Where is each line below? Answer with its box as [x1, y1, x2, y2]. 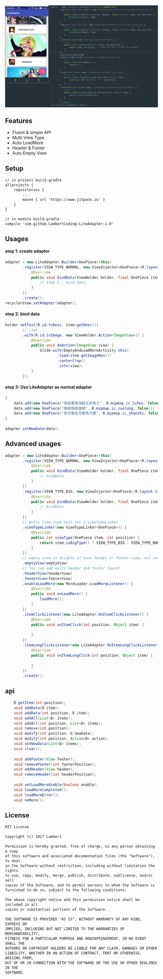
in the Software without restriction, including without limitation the [5, 863, 155, 868]
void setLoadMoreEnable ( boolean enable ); [14, 782, 98, 787]
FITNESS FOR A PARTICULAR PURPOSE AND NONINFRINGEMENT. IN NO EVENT [5, 936, 147, 941]
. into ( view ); [57, 363, 83, 368]
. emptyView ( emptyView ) [22, 561, 68, 566]
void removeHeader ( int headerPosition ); [14, 772, 97, 777]
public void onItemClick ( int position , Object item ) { [31, 622, 145, 627]
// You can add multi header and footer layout [22, 566, 120, 571]
